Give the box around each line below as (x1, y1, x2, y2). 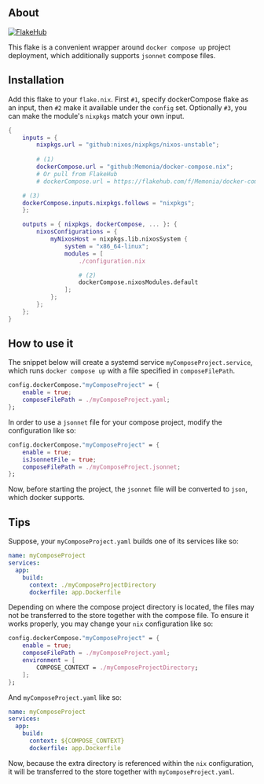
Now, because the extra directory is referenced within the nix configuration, (8, 758, 254, 767)
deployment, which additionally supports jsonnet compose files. (8, 50, 216, 60)
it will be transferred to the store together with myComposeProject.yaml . (8, 767, 235, 776)
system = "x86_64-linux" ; (64, 242, 149, 250)
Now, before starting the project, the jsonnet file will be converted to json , (8, 484, 247, 494)
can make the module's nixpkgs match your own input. (8, 111, 185, 120)
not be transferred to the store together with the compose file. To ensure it (8, 611, 249, 620)
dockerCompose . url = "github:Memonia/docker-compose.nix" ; (36, 163, 234, 171)
